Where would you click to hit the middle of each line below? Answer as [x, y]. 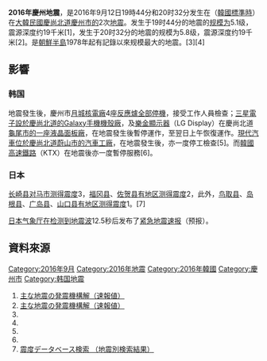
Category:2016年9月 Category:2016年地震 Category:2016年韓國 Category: [130, 268]
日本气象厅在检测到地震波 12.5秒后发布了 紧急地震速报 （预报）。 [110, 221]
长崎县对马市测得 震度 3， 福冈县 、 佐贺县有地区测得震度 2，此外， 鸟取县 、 [128, 194]
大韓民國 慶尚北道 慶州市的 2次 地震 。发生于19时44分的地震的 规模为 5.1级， [134, 22]
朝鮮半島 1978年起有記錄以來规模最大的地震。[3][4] [122, 42]
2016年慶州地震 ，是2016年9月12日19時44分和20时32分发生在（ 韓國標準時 [130, 12]
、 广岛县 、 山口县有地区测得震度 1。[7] [84, 204]
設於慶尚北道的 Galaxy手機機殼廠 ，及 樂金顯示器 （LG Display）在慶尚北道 [134, 123]
